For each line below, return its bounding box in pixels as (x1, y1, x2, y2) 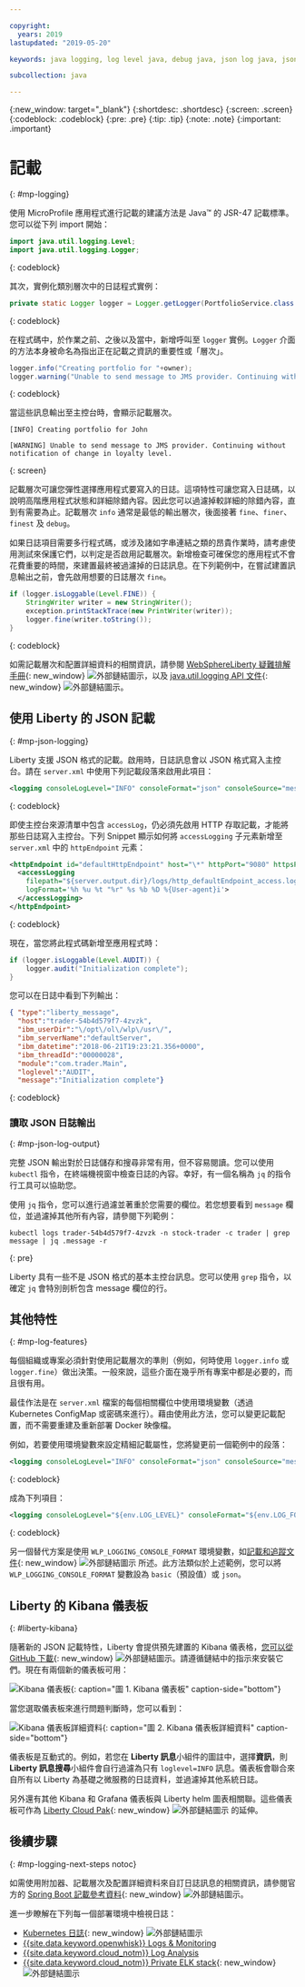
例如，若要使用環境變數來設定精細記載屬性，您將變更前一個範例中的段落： (9, 1439, 288, 1450)
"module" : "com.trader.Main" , (17, 1059, 128, 1068)
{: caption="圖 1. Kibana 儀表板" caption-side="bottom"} (70, 1683, 281, 1694)
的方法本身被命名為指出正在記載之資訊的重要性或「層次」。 (9, 345, 229, 356)
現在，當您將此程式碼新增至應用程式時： (9, 937, 161, 948)
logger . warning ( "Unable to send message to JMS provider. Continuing (9, 372, 279, 381)
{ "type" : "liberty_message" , (9, 1008, 120, 1017)
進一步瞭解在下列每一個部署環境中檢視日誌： (9, 1908, 177, 1919)
